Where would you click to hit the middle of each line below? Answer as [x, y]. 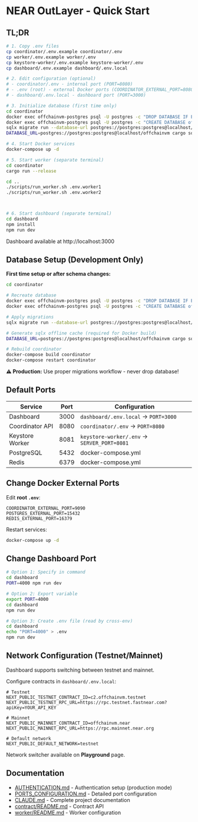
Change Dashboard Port [51, 558]
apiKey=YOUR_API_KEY [32, 708]
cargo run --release [32, 171]
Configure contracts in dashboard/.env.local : [61, 681]
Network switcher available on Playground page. [66, 754]
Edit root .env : [23, 497]
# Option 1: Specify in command [46, 572]
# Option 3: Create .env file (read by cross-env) [70, 621]
